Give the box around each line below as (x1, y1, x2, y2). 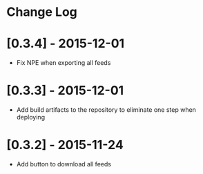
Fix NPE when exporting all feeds (16, 59, 111, 67)
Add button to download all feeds (16, 160, 112, 168)
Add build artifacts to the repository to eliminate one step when (16, 106, 196, 114)
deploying (16, 113, 46, 122)
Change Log (6, 4, 77, 20)
